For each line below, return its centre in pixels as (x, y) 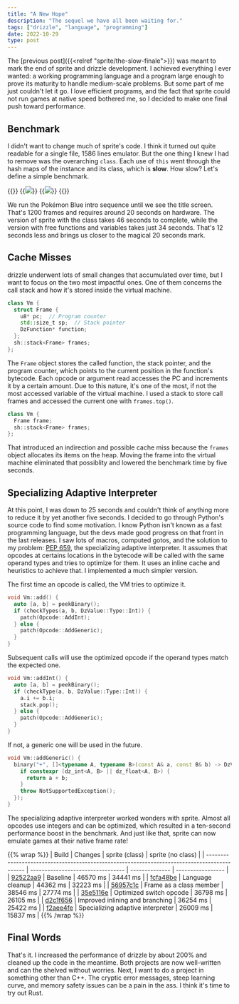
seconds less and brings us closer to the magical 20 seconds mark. (106, 235)
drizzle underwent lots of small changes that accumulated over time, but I (115, 275)
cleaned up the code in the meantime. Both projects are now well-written (114, 962)
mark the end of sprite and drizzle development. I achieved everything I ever (119, 69)
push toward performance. (47, 106)
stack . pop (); (39, 705)
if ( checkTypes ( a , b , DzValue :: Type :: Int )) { (83, 611)
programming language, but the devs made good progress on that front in (116, 533)
